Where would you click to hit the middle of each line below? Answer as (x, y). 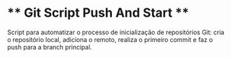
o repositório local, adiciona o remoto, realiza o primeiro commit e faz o (110, 39)
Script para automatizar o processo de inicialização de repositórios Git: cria (116, 32)
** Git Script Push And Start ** (98, 13)
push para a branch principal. (50, 47)
